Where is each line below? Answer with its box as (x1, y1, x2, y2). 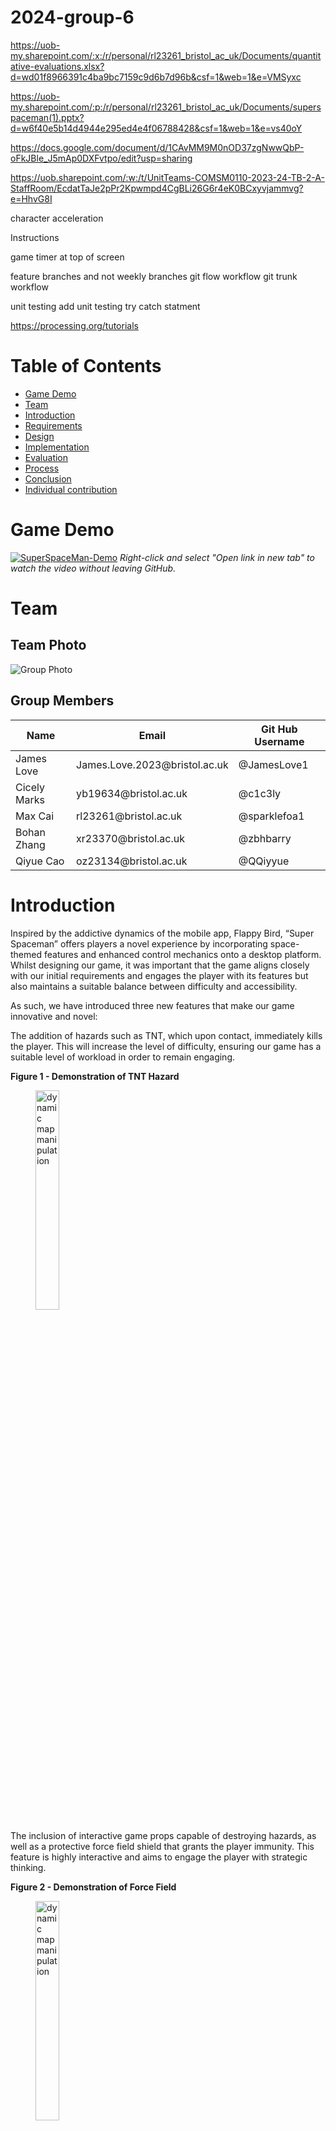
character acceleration (10, 212, 104, 224)
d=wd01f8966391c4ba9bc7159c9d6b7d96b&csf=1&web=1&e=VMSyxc (10, 71, 302, 83)
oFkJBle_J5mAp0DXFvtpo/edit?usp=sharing (10, 152, 193, 164)
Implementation (24, 441, 90, 453)
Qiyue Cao (15, 854, 65, 868)
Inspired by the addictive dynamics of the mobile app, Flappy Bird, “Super (10, 927, 315, 939)
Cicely (15, 780, 45, 794)
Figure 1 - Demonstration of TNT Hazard (10, 1070, 180, 1082)
